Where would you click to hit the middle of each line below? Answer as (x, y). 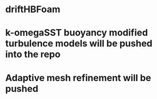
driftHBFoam (33, 9)
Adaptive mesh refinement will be (78, 78)
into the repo (33, 54)
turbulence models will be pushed (79, 44)
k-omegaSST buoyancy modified (77, 33)
